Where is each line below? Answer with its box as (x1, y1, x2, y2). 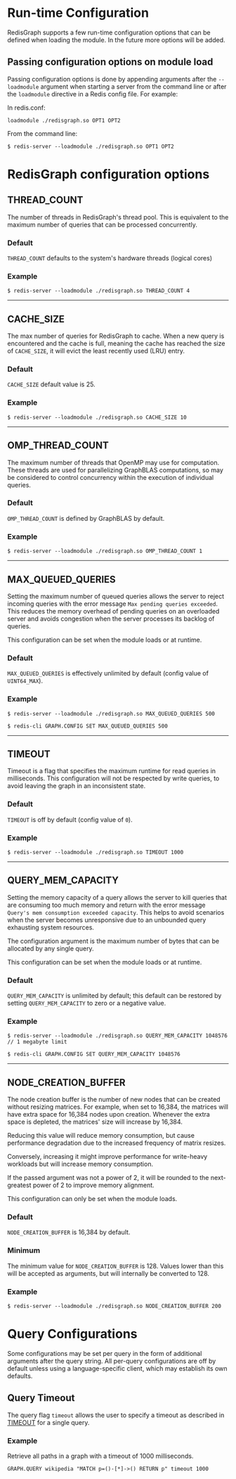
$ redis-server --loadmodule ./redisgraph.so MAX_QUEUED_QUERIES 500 (7, 710, 216, 717)
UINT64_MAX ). (7, 677, 44, 685)
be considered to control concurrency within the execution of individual (7, 473, 214, 481)
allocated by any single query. (7, 944, 94, 953)
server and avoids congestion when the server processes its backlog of (7, 614, 215, 623)
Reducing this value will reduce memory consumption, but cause (7, 1131, 195, 1140)
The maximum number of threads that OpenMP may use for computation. (7, 458, 220, 466)
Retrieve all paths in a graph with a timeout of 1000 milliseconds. (7, 1452, 194, 1461)
